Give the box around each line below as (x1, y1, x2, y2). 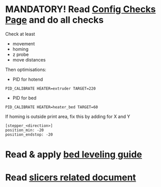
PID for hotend (12, 76, 43, 82)
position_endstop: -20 (5, 132, 53, 137)
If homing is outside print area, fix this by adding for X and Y (5, 113, 130, 119)
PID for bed (12, 95, 37, 101)
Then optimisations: (5, 67, 46, 73)
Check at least (5, 31, 35, 37)
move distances (12, 56, 46, 63)
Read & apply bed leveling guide (5, 149, 142, 160)
